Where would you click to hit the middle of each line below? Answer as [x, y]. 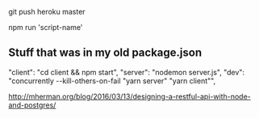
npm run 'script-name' [46, 27]
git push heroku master [47, 12]
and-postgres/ [32, 105]
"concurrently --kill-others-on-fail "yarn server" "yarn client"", [112, 81]
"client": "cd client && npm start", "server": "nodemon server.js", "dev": [126, 72]
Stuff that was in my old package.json [105, 53]
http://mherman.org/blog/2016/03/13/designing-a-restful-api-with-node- [130, 96]
